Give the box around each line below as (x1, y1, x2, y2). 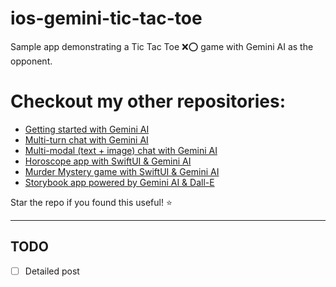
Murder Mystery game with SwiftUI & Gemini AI (24, 165, 220, 177)
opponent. (10, 55, 53, 67)
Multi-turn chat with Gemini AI (24, 133, 149, 146)
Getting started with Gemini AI (24, 123, 150, 135)
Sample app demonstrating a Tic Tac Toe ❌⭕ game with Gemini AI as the (10, 40, 314, 52)
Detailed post (24, 265, 80, 277)
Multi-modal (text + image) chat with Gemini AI (24, 144, 218, 156)
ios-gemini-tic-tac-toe (10, 7, 203, 30)
